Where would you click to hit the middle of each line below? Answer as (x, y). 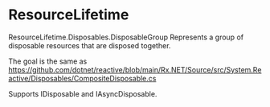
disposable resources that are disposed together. (90, 45)
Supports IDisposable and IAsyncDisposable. (83, 93)
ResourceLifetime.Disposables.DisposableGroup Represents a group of (126, 37)
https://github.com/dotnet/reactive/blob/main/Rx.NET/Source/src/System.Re (135, 69)
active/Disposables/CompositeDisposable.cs (82, 78)
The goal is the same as (48, 61)
